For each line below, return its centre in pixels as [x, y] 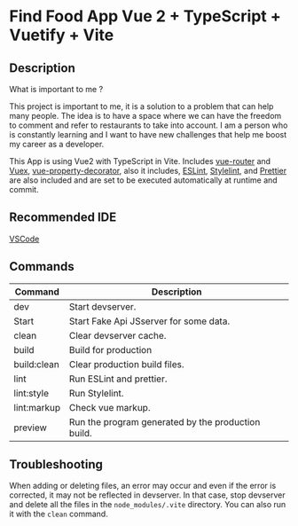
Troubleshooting [56, 464]
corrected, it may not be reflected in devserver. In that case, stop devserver [147, 495]
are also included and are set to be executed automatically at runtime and [143, 180]
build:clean [37, 364]
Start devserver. [103, 306]
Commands [42, 267]
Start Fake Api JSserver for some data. [150, 321]
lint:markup [37, 407]
